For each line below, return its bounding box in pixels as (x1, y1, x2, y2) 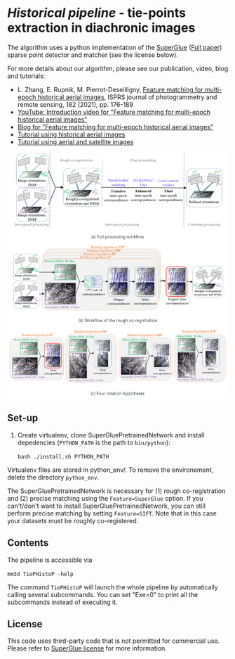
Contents (7, 537, 49, 549)
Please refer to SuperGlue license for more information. (7, 644, 167, 653)
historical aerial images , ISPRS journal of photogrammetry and (37, 93, 217, 101)
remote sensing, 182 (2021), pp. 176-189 (17, 100, 133, 108)
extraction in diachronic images (7, 20, 196, 36)
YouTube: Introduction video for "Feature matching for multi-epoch (17, 108, 211, 116)
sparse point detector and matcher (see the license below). (7, 51, 179, 59)
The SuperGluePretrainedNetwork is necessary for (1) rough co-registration (7, 487, 226, 495)
